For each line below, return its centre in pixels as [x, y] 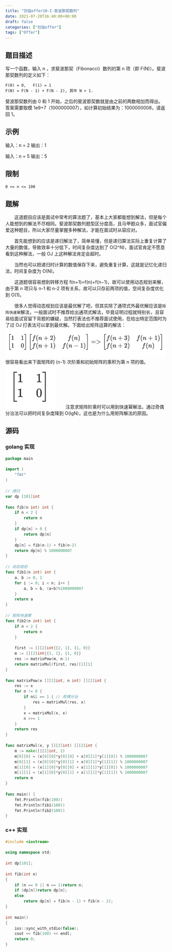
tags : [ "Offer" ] [23, 33]
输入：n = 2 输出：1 [26, 145]
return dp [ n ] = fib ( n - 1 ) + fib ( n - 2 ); [69, 901]
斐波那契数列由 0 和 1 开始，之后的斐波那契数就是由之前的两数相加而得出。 [84, 101]
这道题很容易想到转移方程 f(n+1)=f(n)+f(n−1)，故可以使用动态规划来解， [90, 282]
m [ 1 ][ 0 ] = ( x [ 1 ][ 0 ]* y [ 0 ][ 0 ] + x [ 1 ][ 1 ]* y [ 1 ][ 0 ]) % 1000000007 [81, 767]
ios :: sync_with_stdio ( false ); [47, 928]
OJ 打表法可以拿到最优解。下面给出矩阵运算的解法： [71, 325]
